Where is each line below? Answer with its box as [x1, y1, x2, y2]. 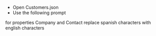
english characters [5, 25, 44, 31]
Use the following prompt [12, 10, 66, 16]
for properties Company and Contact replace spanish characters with [5, 20, 151, 25]
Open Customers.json [12, 5, 59, 10]
